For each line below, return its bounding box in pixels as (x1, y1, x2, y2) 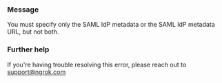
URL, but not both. (7, 27, 59, 36)
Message (7, 5, 39, 14)
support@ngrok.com (7, 67, 66, 76)
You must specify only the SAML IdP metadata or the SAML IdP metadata (7, 21, 215, 29)
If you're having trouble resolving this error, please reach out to (7, 60, 187, 69)
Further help (7, 45, 50, 54)
